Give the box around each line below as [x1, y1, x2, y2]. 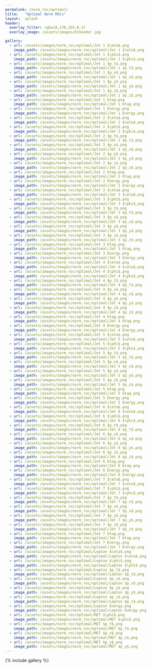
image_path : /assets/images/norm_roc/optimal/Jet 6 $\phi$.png [14, 418, 145, 423]
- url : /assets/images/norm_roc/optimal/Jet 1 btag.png [9, 97, 125, 102]
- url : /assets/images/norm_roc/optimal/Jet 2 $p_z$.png [9, 160, 127, 165]
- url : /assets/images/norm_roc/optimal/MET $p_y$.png [9, 640, 123, 645]
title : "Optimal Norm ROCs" [5, 12, 67, 17]
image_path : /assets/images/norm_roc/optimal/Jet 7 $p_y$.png [14, 517, 142, 523]
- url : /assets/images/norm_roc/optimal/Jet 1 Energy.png [9, 106, 130, 111]
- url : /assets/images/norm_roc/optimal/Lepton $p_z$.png [9, 594, 130, 599]
